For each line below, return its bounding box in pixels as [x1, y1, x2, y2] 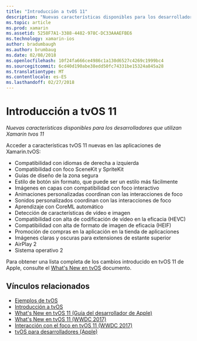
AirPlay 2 [14, 240, 37, 247]
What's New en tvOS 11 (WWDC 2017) [14, 315, 107, 323]
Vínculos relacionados [6, 281, 90, 291]
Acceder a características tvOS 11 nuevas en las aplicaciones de [6, 141, 161, 148]
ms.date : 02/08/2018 [6, 52, 57, 58]
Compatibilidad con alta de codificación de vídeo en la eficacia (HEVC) [14, 215, 186, 222]
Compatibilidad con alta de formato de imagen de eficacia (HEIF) [14, 221, 172, 229]
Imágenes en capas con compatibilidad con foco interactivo [14, 184, 159, 191]
